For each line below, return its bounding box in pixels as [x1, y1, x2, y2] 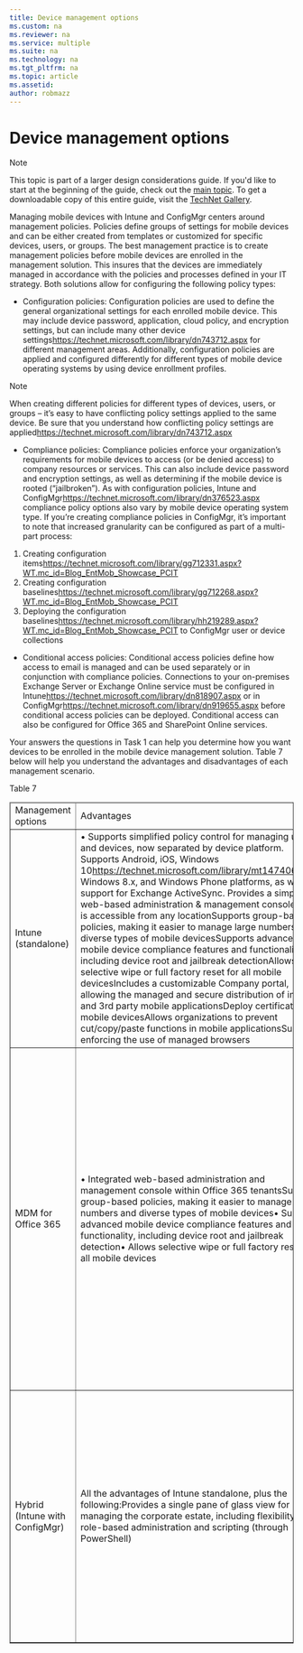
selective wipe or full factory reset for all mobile [80, 966, 282, 979]
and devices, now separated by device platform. [80, 841, 284, 854]
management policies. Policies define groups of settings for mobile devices [9, 221, 289, 232]
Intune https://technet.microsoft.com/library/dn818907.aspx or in [22, 691, 261, 701]
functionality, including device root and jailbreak [80, 1230, 284, 1242]
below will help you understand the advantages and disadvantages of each [9, 756, 289, 767]
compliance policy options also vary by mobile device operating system [22, 502, 289, 513]
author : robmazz [9, 88, 70, 98]
